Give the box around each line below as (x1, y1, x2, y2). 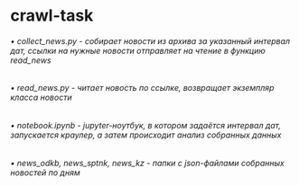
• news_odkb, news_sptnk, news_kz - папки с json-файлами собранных (10, 157, 285, 168)
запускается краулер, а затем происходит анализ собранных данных (10, 129, 282, 140)
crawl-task (10, 5, 94, 26)
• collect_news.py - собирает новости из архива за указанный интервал (10, 35, 291, 46)
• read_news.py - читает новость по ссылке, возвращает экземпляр (10, 83, 275, 93)
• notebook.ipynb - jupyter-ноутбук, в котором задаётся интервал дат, (10, 120, 281, 130)
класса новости (10, 92, 72, 103)
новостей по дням (10, 167, 80, 178)
